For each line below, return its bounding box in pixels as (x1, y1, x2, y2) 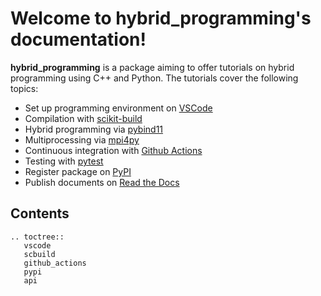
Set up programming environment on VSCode (24, 102, 213, 114)
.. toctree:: (10, 232, 65, 242)
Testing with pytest (24, 155, 104, 167)
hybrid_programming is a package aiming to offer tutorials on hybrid (10, 61, 295, 73)
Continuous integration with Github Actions (24, 144, 203, 156)
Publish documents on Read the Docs (24, 176, 180, 188)
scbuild (23, 249, 56, 259)
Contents (10, 205, 70, 222)
